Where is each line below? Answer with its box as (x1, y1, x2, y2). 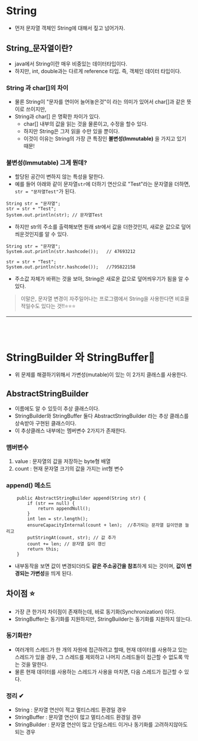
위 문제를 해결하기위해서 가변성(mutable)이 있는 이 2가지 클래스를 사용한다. (14, 371, 187, 378)
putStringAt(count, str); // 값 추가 (27, 535, 116, 540)
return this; (27, 546, 60, 552)
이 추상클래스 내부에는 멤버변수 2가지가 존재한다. (14, 427, 127, 434)
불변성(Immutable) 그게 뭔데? (6, 158, 87, 166)
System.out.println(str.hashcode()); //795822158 (6, 264, 136, 270)
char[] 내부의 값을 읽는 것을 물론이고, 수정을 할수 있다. (23, 120, 148, 127)
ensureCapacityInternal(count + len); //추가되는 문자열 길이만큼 (27, 522, 183, 528)
